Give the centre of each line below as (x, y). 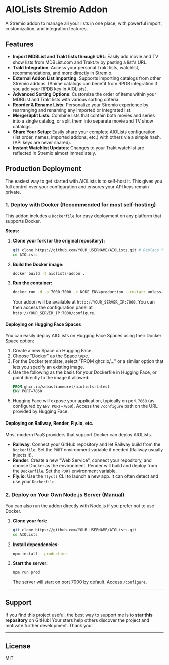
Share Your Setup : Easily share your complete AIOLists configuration (84, 132)
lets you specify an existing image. (48, 367)
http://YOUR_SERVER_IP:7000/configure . (54, 313)
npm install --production (39, 554)
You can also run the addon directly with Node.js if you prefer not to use (80, 506)
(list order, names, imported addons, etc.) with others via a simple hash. (87, 137)
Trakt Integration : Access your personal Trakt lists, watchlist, (76, 67)
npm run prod (26, 572)
